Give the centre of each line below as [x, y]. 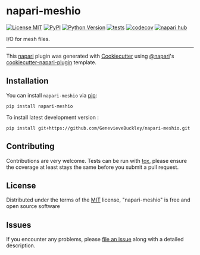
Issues [19, 225]
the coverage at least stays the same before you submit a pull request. [93, 167]
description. [21, 245]
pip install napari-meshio [40, 106]
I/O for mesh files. [28, 39]
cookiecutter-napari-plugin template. [51, 62]
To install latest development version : [53, 117]
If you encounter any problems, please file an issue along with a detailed [95, 240]
